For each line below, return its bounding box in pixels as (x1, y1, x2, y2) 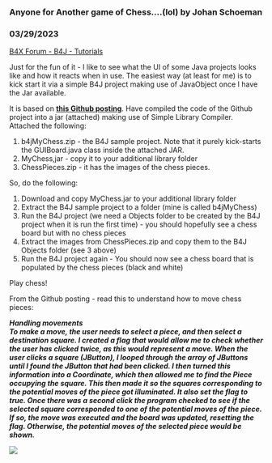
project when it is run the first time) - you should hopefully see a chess (20, 219, 257, 229)
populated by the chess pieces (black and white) (20, 262, 184, 273)
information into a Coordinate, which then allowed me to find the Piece (9, 370, 253, 380)
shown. (9, 430, 36, 440)
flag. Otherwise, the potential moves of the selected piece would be (9, 422, 242, 431)
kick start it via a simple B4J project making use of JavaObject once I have (9, 79, 258, 89)
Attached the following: (9, 121, 87, 131)
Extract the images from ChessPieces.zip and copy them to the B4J (20, 237, 248, 247)
